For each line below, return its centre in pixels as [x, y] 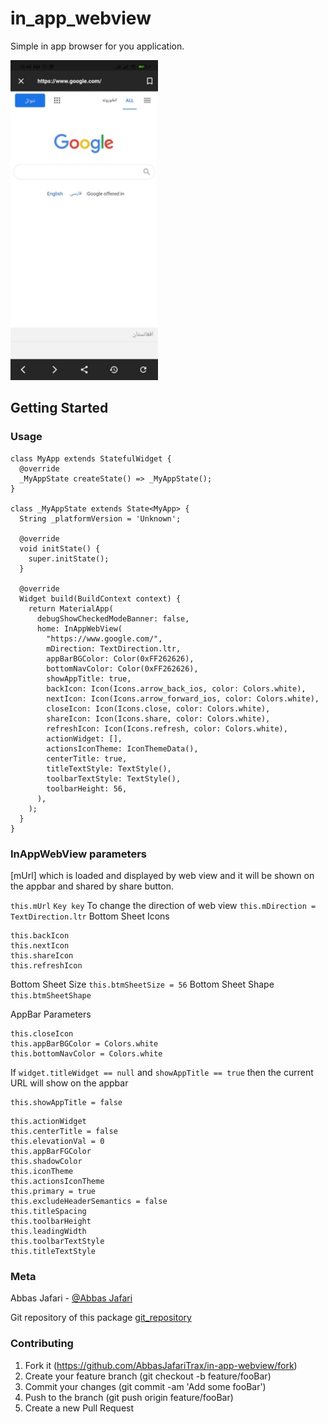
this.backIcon [40, 935]
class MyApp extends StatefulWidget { [91, 458]
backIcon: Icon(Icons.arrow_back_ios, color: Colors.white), [176, 688]
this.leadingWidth [48, 1231]
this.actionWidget [48, 1121]
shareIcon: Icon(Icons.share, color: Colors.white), [158, 718]
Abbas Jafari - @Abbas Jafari [71, 1298]
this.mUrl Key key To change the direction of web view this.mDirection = [163, 905]
